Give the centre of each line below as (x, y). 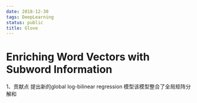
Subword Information (59, 70)
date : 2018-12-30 (27, 11)
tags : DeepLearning (30, 17)
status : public (25, 22)
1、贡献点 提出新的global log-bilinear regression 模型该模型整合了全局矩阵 (96, 87)
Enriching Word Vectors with (78, 57)
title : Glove (22, 28)
